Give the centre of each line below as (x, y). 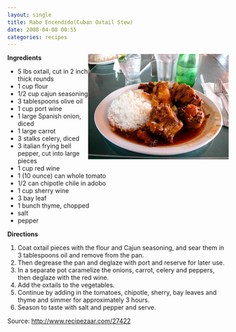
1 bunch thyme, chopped (53, 206)
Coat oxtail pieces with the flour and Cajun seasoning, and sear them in (121, 248)
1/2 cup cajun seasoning (53, 94)
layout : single (29, 15)
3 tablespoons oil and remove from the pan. (81, 255)
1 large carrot (37, 131)
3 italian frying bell (44, 146)
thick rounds (35, 79)
